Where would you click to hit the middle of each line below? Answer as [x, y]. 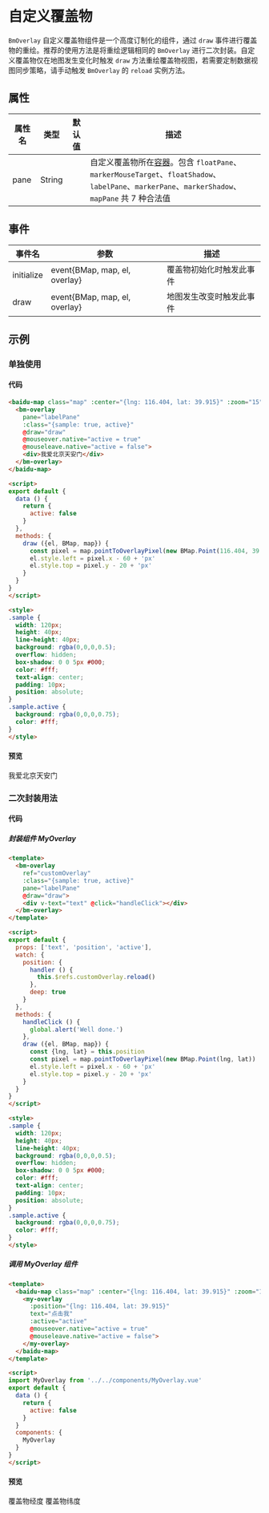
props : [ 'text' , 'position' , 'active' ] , [84, 947]
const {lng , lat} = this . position [87, 1052]
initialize [28, 275]
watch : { [30, 955]
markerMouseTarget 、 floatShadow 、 [156, 174]
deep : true [48, 992]
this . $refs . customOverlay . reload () [96, 977]
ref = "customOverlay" [57, 874]
